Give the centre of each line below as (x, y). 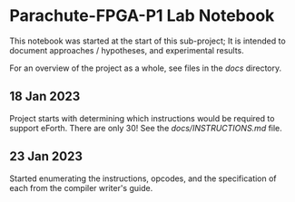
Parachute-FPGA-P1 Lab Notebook (142, 16)
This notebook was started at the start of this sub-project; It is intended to (147, 41)
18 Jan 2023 (45, 96)
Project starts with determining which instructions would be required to (142, 118)
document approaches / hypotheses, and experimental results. (127, 50)
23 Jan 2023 (46, 156)
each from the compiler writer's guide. (81, 188)
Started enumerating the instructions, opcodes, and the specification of (143, 178)
